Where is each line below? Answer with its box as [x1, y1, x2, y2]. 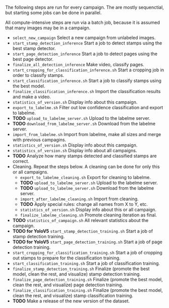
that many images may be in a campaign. [5, 25, 91, 31]
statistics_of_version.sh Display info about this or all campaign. [20, 207, 156, 212]
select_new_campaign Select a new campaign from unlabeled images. [12, 35, 156, 40]
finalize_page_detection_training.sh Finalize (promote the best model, [12, 277, 163, 282]
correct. [12, 158, 29, 164]
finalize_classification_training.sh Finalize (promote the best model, [12, 287, 163, 293]
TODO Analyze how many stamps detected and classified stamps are [12, 153, 157, 159]
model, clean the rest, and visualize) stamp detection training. [12, 271, 141, 277]
